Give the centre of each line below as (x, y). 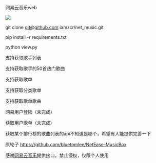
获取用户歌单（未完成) (29, 123)
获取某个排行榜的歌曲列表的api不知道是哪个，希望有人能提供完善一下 (78, 134)
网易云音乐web (21, 7)
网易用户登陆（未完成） (30, 112)
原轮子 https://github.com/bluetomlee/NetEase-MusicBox (66, 144)
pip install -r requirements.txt (36, 37)
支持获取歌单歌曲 (23, 101)
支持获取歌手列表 (23, 57)
